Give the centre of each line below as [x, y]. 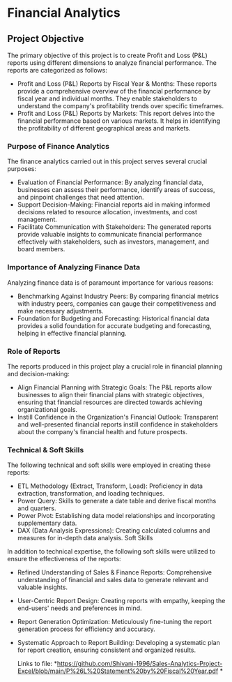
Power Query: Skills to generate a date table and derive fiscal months [117, 501]
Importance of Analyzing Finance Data [74, 267]
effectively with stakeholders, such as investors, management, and [113, 242]
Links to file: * [37, 664]
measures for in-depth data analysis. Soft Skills [85, 538]
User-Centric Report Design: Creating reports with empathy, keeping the [121, 601]
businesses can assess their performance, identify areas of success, [116, 190]
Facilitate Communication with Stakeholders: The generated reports [114, 227]
